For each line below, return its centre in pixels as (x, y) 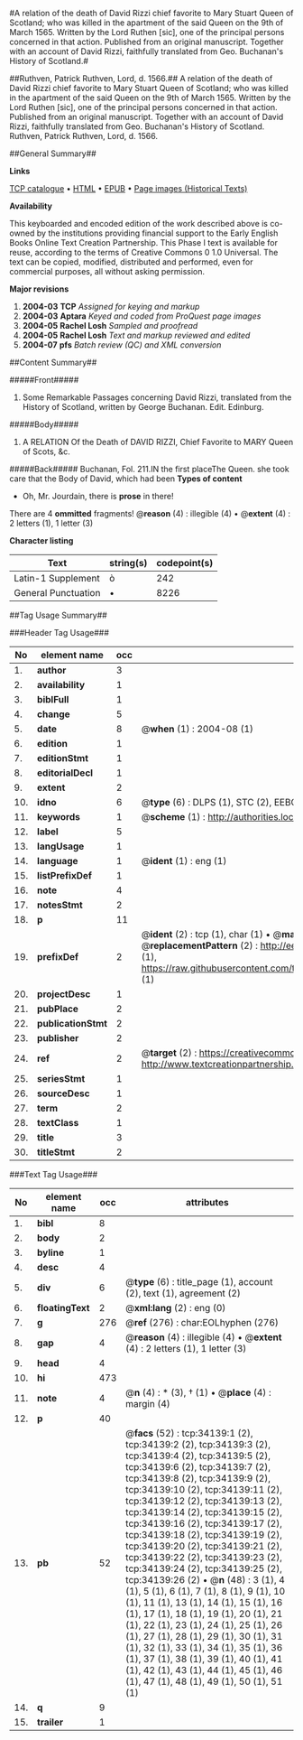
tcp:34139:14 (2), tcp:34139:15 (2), (204, 1512)
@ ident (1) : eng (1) (184, 861)
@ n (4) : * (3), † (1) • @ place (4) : (199, 1392)
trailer (50, 1722)
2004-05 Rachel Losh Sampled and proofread (110, 326)
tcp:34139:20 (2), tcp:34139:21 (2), (204, 1546)
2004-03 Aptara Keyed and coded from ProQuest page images (142, 316)
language (58, 861)
